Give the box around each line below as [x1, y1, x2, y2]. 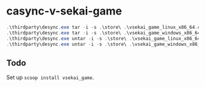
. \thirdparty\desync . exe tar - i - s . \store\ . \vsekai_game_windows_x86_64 [6, 30, 201, 36]
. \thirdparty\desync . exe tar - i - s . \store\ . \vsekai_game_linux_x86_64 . [6, 24, 198, 30]
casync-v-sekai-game [6, 4, 123, 18]
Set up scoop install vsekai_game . [6, 74, 95, 81]
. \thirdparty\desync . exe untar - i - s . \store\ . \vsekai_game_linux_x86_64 [6, 35, 201, 42]
